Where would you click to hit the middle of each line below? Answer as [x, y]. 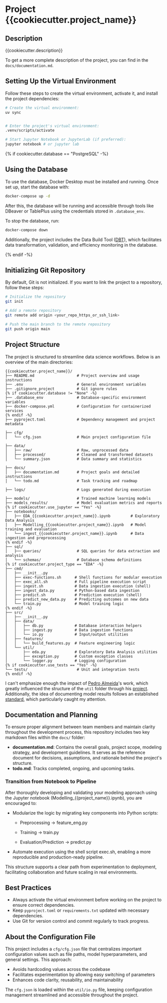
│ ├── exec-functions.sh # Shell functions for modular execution [84, 577]
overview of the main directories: [39, 362]
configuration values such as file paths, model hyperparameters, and [76, 954]
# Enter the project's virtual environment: [52, 126]
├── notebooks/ [21, 512]
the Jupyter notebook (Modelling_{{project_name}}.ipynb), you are [74, 797]
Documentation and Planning [51, 715]
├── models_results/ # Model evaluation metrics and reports [84, 503]
